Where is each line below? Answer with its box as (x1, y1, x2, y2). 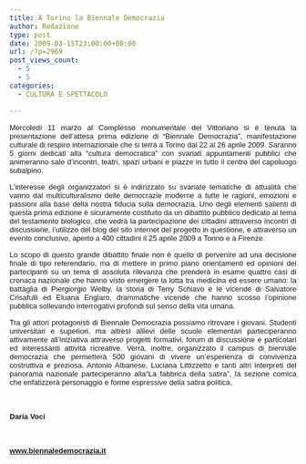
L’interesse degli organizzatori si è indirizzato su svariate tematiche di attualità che (9, 181, 297, 191)
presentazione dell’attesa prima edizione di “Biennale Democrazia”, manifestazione (9, 131, 297, 141)
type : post (9, 30, 51, 39)
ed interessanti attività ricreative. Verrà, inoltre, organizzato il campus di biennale (9, 343, 297, 353)
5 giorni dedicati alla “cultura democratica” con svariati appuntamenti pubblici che (9, 148, 297, 158)
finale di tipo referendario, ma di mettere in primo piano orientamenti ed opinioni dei (9, 258, 297, 268)
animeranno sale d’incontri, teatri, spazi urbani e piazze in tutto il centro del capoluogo (9, 157, 297, 167)
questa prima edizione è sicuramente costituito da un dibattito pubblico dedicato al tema (9, 207, 297, 217)
